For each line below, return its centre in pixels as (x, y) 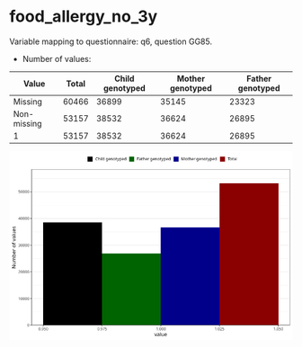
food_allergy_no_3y (84, 17)
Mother (191, 79)
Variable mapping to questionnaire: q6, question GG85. (111, 41)
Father (259, 79)
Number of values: (57, 58)
